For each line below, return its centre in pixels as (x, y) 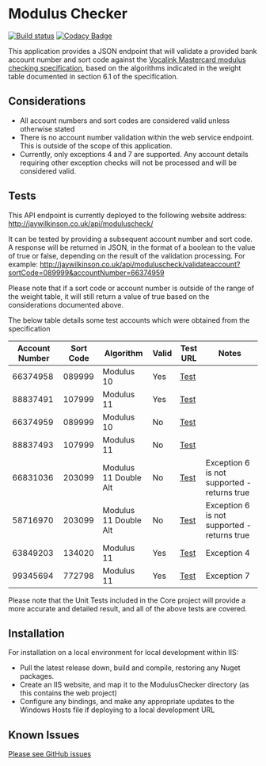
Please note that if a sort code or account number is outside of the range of (131, 288)
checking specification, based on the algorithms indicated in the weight (125, 67)
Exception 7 (228, 576)
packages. (37, 676)
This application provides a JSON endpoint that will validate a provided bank (133, 51)
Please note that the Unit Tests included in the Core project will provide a (127, 600)
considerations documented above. (66, 304)
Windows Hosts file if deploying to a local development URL (117, 710)
